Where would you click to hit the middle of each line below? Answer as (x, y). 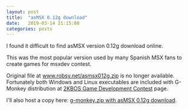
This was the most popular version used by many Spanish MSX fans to (94, 57)
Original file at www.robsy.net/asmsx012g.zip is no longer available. (90, 76)
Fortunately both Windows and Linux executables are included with (90, 82)
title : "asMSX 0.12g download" (47, 18)
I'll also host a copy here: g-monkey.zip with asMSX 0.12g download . (92, 100)
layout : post (23, 12)
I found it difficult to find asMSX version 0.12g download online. (85, 46)
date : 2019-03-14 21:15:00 (43, 23)
